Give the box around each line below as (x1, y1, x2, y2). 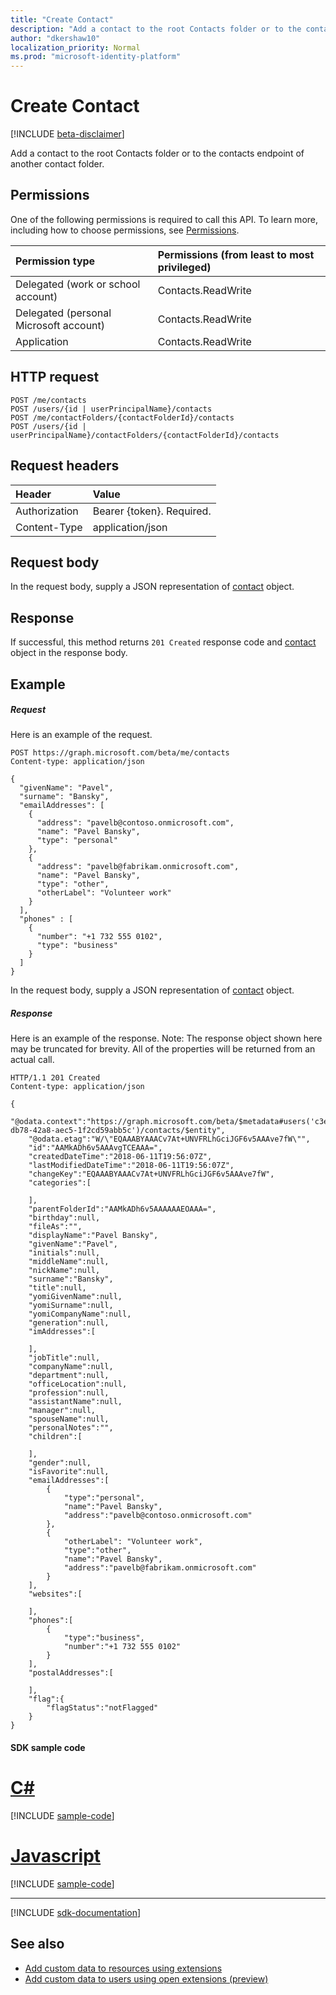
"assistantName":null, (28, 1397, 123, 1407)
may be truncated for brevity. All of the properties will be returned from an (10, 1043, 316, 1055)
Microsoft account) (15, 318, 106, 332)
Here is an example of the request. (10, 729, 153, 741)
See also (10, 1936, 65, 1953)
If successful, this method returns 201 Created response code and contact (10, 636, 317, 648)
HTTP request (10, 369, 100, 386)
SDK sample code (10, 1742, 86, 1754)
